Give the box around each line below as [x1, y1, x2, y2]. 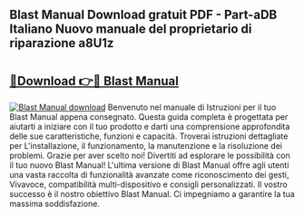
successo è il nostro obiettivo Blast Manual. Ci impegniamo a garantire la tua [9, 189, 295, 199]
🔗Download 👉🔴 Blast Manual [9, 73, 180, 89]
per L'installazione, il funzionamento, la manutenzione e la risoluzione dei [9, 141, 283, 151]
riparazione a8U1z [9, 35, 114, 51]
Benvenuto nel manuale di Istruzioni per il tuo [107, 102, 277, 113]
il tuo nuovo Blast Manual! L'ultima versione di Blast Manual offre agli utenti [9, 160, 289, 171]
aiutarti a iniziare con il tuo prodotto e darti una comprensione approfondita [9, 122, 290, 132]
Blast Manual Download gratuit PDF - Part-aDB [9, 7, 278, 23]
